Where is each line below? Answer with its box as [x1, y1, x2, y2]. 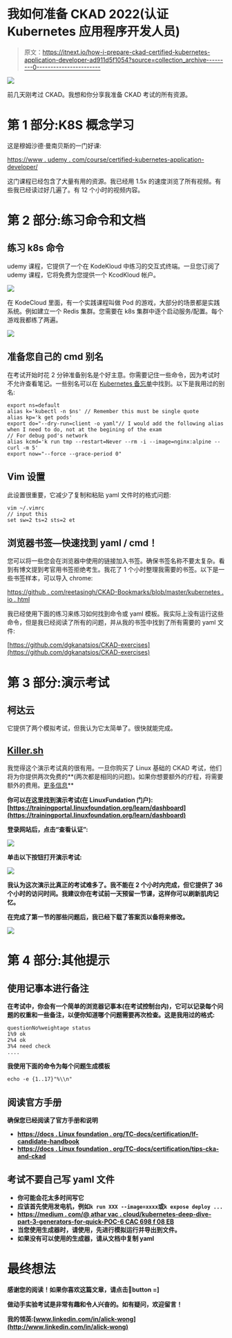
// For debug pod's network [7, 432, 88, 439]
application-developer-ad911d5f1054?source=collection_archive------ [23, 55, 223, 64]
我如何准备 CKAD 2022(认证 [7, 6, 169, 22]
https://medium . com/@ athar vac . [17, 1210, 122, 1218]
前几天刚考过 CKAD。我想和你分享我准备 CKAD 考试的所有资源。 [7, 90, 192, 98]
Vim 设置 [7, 471, 46, 483]
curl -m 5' [7, 444, 39, 451]
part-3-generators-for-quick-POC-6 [17, 1217, 124, 1226]
